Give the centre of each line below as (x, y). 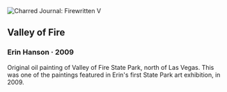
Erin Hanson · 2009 (41, 53)
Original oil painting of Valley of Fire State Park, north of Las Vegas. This (111, 67)
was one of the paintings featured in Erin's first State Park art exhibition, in (114, 75)
